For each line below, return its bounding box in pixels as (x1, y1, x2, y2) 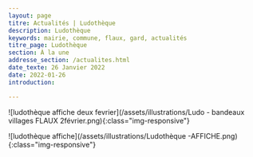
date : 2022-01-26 (8, 71, 66, 79)
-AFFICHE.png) (187, 131, 238, 140)
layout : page (8, 11, 52, 20)
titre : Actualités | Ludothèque (8, 19, 116, 27)
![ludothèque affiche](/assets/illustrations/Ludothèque (8, 131, 186, 140)
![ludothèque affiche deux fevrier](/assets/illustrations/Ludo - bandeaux (8, 107, 245, 116)
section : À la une (8, 49, 69, 57)
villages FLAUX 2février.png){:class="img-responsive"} (8, 116, 190, 125)
